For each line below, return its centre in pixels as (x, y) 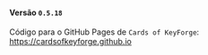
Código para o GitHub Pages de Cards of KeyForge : (104, 32)
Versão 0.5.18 (36, 12)
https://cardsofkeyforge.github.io (70, 42)
